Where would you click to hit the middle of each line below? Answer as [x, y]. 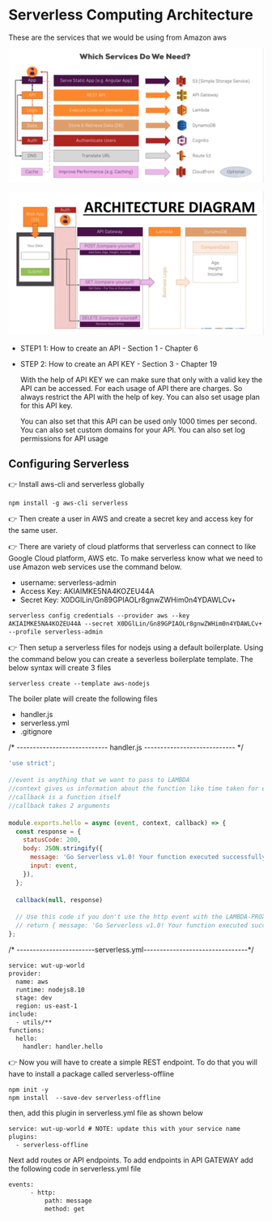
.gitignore [36, 731]
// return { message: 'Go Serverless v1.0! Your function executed [132, 926]
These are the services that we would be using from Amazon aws [117, 37]
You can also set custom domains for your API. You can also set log [132, 430]
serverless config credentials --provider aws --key [99, 615]
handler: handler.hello [63, 1047]
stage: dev [34, 998]
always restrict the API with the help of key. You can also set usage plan [140, 397]
